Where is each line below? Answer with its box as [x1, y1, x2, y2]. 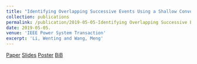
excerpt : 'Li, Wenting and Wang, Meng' [6, 35, 104, 41]
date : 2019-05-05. [6, 24, 51, 31]
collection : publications [6, 14, 69, 20]
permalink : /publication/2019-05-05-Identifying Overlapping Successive [6, 19, 188, 25]
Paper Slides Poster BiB [6, 52, 63, 58]
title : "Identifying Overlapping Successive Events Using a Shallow [6, 8, 177, 15]
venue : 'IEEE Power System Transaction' [6, 30, 107, 36]
